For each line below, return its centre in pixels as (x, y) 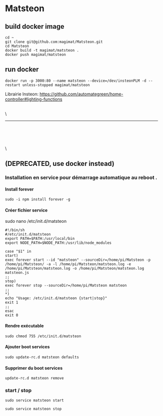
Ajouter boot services (27, 347)
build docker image (35, 27)
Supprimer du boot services (34, 368)
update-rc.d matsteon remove (34, 378)
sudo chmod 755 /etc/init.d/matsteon (43, 336)
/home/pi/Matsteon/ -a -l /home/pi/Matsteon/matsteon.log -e (68, 264)
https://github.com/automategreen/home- (81, 94)
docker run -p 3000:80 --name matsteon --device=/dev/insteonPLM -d (76, 81)
